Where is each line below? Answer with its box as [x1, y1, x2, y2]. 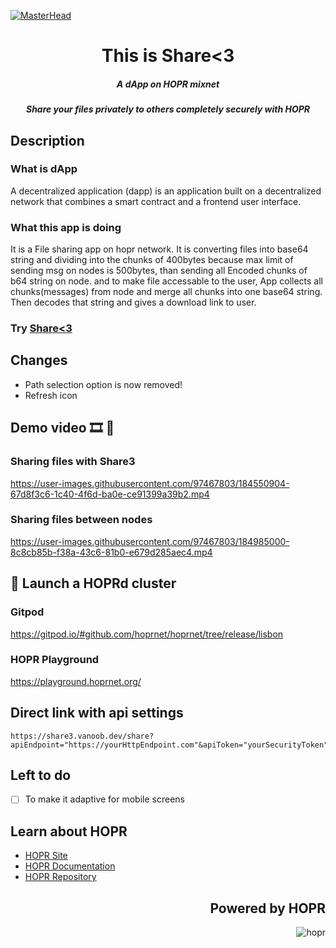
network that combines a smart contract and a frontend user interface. [10, 195, 302, 207]
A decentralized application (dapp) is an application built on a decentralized [10, 185, 322, 197]
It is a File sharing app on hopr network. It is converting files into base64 [10, 243, 309, 255]
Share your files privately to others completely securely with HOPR [25, 103, 311, 115]
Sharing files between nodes [10, 513, 153, 527]
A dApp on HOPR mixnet [116, 78, 220, 90]
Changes [10, 352, 68, 369]
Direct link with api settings [10, 705, 184, 722]
